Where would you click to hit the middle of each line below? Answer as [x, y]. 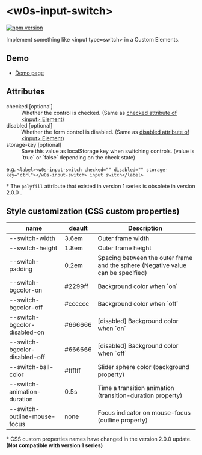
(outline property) [123, 421]
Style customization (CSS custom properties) [93, 211]
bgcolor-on [26, 290]
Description [145, 228]
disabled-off [27, 357]
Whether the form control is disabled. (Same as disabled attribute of [106, 132]
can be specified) [122, 273]
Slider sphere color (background [143, 367]
